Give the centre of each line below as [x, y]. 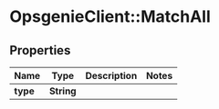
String [63, 91]
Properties [40, 50]
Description [111, 76]
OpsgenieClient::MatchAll [110, 17]
